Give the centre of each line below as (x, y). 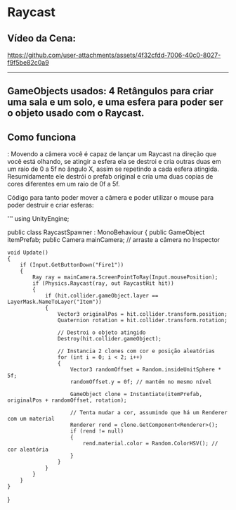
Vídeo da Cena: (41, 38)
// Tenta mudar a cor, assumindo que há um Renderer (149, 413)
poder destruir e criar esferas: (51, 205)
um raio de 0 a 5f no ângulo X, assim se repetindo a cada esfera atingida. (113, 169)
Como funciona (42, 137)
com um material (31, 419)
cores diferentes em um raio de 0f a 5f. (64, 184)
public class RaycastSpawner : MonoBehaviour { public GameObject (106, 232)
